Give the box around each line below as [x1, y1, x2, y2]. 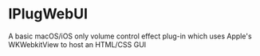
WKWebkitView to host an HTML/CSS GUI [8, 39, 147, 49]
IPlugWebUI [8, 5, 89, 23]
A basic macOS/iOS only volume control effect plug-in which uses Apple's [8, 31, 253, 41]
